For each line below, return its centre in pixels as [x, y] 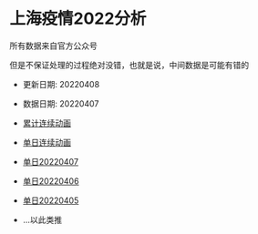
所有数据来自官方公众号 [53, 46]
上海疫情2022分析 [78, 19]
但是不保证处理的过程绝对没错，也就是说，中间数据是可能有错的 [129, 65]
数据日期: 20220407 [61, 103]
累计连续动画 [46, 123]
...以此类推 [42, 219]
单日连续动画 [46, 142]
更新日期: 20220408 [61, 84]
